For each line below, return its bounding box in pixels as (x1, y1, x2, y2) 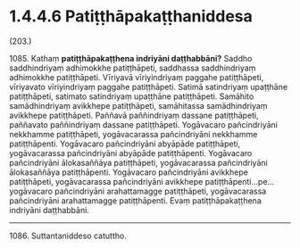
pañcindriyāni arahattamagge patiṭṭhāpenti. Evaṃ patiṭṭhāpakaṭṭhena (9, 194, 262, 206)
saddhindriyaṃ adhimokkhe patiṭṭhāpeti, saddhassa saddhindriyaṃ (9, 62, 256, 73)
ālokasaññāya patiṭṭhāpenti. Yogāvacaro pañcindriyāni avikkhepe (9, 167, 248, 178)
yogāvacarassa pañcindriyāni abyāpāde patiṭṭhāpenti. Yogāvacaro (9, 147, 253, 158)
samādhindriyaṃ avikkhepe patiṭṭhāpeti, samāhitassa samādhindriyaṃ (9, 100, 268, 111)
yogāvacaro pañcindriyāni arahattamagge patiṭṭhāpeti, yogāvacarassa (9, 186, 267, 196)
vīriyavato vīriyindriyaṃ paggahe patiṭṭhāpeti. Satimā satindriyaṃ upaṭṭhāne (9, 81, 288, 92)
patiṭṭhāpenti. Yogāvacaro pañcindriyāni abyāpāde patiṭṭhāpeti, (9, 138, 241, 149)
